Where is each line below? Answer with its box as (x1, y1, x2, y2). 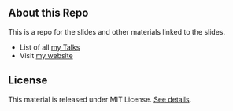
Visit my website (19, 50, 73, 60)
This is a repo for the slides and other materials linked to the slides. (8, 27, 226, 36)
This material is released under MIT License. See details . (8, 94, 192, 104)
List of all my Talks (19, 43, 80, 52)
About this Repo (8, 6, 89, 20)
